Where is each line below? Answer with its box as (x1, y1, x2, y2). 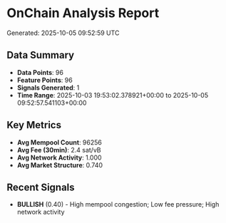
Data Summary (6, 49, 75, 61)
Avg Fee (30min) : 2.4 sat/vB (16, 145, 101, 154)
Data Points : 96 (16, 68, 63, 76)
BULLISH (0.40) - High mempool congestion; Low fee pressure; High (16, 200, 220, 209)
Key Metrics (6, 119, 62, 131)
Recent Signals (6, 181, 76, 193)
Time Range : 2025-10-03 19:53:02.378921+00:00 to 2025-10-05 (16, 90, 209, 99)
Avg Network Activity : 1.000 (16, 153, 102, 162)
